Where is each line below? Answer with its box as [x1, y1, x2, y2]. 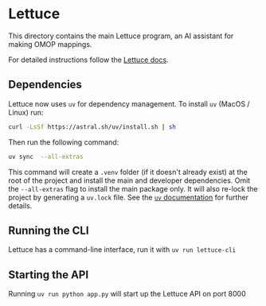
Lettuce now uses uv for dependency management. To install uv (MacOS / [8, 99, 250, 108]
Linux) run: [8, 107, 44, 117]
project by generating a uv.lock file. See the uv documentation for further [8, 192, 249, 202]
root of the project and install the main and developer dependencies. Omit [8, 176, 251, 185]
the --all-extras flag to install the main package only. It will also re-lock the [8, 184, 258, 193]
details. [8, 200, 33, 211]
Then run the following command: [8, 137, 119, 147]
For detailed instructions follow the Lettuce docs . [8, 55, 169, 64]
